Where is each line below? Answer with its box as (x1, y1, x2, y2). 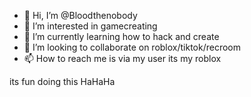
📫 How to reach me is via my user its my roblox (23, 53, 222, 64)
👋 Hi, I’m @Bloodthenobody (23, 10, 138, 21)
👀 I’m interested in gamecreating (23, 20, 158, 32)
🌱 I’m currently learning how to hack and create (23, 31, 220, 42)
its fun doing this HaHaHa (9, 76, 116, 87)
